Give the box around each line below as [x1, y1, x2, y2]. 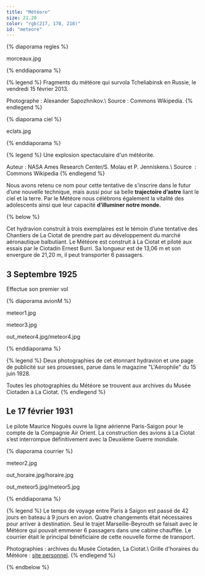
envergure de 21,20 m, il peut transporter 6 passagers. [6, 251, 144, 259]
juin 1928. [6, 370, 31, 377]
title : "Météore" [6, 9, 51, 15]
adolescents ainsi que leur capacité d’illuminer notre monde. [6, 201, 161, 209]
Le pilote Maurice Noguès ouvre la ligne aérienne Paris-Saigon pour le [6, 422, 184, 430]
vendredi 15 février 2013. [6, 85, 69, 93]
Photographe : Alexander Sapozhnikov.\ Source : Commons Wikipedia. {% [6, 97, 193, 105]
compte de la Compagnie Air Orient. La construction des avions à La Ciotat [6, 428, 195, 436]
